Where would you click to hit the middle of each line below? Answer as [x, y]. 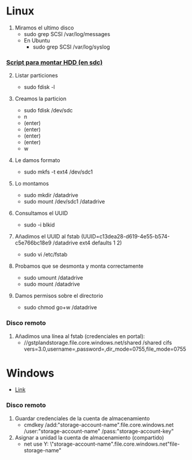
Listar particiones [36, 76]
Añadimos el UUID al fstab [47, 237]
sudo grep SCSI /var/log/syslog [71, 47]
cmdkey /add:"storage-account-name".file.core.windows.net [99, 425]
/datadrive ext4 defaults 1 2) [88, 243]
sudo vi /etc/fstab [45, 255]
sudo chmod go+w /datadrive [60, 307]
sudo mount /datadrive [52, 284]
